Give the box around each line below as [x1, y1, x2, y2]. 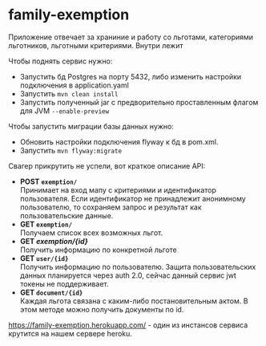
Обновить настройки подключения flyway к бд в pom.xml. [19, 136, 219, 146]
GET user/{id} [19, 253, 69, 263]
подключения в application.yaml [19, 80, 130, 90]
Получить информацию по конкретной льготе [19, 245, 178, 254]
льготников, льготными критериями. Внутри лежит [8, 40, 183, 50]
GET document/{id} [19, 287, 83, 297]
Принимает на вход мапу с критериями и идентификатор [19, 185, 216, 194]
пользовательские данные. [19, 210, 114, 220]
